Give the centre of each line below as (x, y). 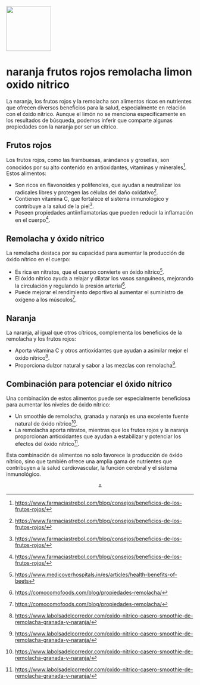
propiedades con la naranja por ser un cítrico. (62, 126)
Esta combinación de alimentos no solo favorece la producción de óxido (94, 455)
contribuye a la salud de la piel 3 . (54, 206)
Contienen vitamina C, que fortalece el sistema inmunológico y (92, 199)
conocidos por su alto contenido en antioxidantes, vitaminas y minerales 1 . (96, 167)
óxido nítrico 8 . (32, 357)
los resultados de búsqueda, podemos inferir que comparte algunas (89, 120)
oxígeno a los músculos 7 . (46, 299)
